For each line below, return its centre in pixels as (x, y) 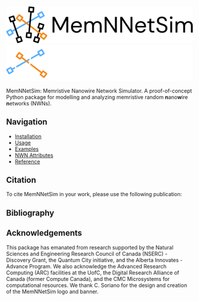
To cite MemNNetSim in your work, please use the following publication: (94, 194)
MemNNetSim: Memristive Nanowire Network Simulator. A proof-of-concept (99, 91)
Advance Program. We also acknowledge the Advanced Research (86, 266)
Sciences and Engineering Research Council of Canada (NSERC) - (87, 254)
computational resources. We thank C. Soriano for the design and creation (97, 285)
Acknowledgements (44, 233)
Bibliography (30, 213)
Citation (21, 180)
